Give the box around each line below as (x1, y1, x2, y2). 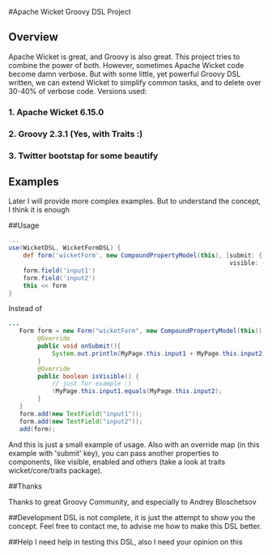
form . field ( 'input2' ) (23, 274, 96, 282)
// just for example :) (51, 380, 132, 388)
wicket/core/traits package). (8, 465, 103, 475)
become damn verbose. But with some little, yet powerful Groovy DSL (8, 69, 241, 79)
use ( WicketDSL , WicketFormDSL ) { (8, 244, 121, 252)
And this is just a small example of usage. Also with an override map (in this (8, 439, 261, 449)
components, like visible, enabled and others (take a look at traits (8, 457, 226, 467)
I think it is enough (8, 205, 70, 215)
